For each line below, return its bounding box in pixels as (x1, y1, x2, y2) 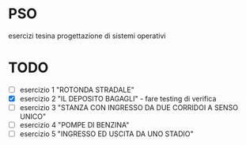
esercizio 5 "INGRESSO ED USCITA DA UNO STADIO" (19, 129, 194, 139)
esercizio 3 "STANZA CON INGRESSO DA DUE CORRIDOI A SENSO (19, 103, 239, 112)
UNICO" (19, 112, 46, 121)
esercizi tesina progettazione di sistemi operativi (8, 31, 166, 40)
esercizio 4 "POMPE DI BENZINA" (19, 120, 130, 130)
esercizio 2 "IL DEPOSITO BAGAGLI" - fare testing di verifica (19, 93, 217, 103)
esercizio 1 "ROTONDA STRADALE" (19, 85, 134, 94)
